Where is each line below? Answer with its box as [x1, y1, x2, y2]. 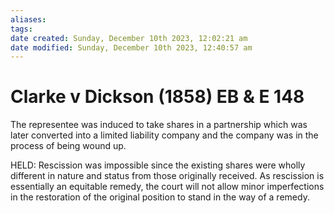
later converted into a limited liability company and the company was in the [10, 129, 319, 141]
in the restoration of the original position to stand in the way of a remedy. [10, 191, 310, 203]
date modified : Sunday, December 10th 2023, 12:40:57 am [10, 42, 253, 53]
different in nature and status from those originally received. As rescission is [10, 170, 325, 182]
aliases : [10, 14, 47, 25]
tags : [10, 24, 33, 34]
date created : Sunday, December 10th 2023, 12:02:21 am [10, 33, 248, 43]
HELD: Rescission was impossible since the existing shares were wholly [10, 159, 306, 171]
